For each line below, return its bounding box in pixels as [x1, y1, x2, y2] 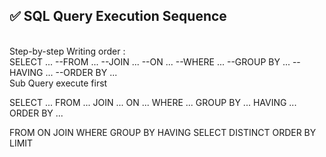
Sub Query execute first [9, 77, 108, 89]
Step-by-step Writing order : [9, 45, 126, 57]
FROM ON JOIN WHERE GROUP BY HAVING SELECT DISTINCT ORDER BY [9, 126, 317, 138]
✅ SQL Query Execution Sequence [9, 8, 227, 25]
